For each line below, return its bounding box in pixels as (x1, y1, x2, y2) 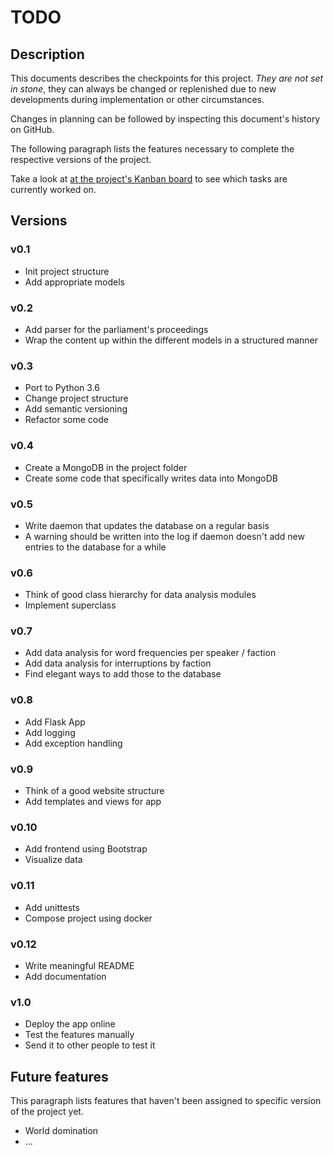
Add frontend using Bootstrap (24, 843, 148, 855)
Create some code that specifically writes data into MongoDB (24, 472, 279, 484)
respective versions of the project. (10, 154, 152, 165)
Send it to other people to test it (24, 1039, 156, 1051)
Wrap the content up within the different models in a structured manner (24, 334, 319, 346)
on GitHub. (10, 124, 55, 135)
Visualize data (24, 854, 83, 866)
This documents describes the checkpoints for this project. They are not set (10, 72, 324, 84)
